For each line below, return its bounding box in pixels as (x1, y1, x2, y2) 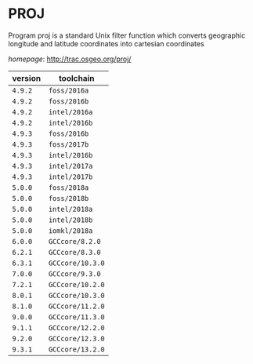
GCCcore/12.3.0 (48, 334, 105, 343)
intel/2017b (48, 172, 93, 181)
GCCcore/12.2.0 (48, 323, 105, 332)
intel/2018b (48, 215, 93, 224)
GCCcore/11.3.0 (48, 312, 105, 322)
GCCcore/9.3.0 (48, 269, 101, 278)
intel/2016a (48, 107, 93, 116)
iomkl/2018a (48, 226, 93, 235)
